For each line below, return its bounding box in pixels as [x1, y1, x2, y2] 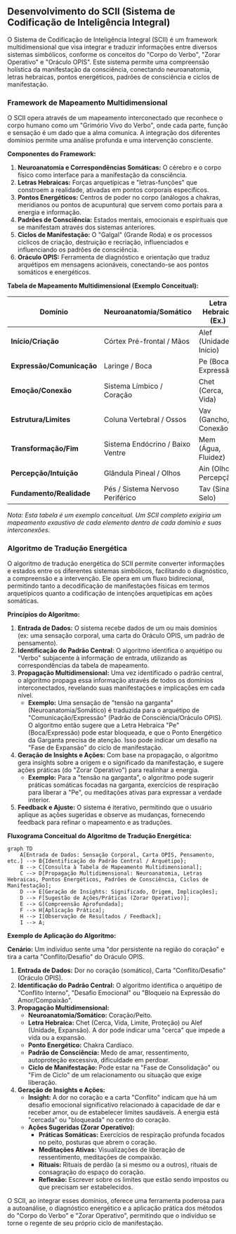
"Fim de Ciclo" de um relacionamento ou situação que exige [27, 1071, 202, 1079]
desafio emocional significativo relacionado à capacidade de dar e [27, 1100, 221, 1110]
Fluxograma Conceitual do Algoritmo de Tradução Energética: [7, 832, 192, 840]
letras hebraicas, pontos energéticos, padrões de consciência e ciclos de [7, 72, 220, 81]
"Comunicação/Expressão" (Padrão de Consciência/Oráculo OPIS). [27, 714, 223, 722]
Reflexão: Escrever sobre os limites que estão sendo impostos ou [38, 1176, 229, 1184]
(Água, [198, 444, 221, 454]
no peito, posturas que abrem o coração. [38, 1138, 157, 1147]
